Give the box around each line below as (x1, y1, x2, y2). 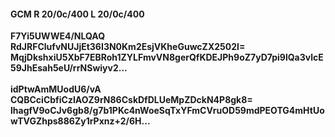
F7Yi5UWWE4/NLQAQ (10, 30, 106, 42)
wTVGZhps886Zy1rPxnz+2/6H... (10, 115, 151, 127)
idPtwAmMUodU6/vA (10, 83, 102, 95)
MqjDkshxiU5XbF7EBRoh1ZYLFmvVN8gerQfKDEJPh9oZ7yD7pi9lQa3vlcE (10, 51, 324, 64)
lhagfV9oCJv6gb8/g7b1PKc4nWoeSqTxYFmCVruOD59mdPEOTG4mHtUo (10, 105, 325, 117)
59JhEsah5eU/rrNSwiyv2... (10, 62, 128, 74)
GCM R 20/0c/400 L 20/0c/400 (10, 8, 145, 20)
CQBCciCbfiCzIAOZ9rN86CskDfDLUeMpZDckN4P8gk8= (10, 94, 253, 106)
